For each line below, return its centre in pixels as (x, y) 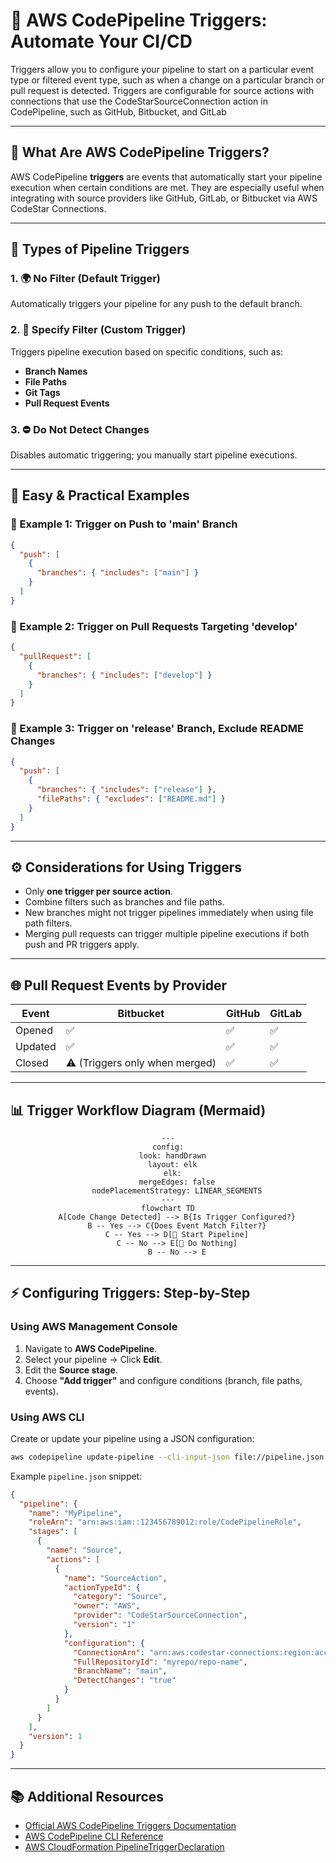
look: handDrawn (172, 1156)
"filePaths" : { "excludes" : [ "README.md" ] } (131, 799)
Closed (32, 1063)
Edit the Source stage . (71, 1370)
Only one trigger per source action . (98, 891)
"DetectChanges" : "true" (125, 1680)
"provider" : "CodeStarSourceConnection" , (160, 1615)
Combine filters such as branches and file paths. (124, 902)
